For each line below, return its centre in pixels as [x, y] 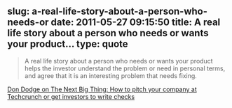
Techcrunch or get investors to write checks [71, 96]
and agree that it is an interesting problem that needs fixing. [111, 75]
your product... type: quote [68, 44]
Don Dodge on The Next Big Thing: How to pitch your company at [102, 89]
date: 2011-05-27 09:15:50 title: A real [136, 23]
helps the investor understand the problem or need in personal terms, [125, 68]
